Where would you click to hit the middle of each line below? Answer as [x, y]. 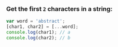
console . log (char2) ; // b [38, 37]
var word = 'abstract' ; [36, 21]
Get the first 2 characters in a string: [60, 9]
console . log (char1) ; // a [38, 32]
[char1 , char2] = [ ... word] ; [42, 27]
